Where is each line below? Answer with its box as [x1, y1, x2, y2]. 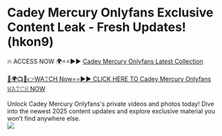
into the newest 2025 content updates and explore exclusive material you [7, 106, 216, 115]
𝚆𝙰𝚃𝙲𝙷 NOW [7, 84, 46, 93]
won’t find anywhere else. [7, 114, 81, 122]
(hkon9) [7, 34, 54, 49]
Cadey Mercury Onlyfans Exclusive [7, 5, 214, 21]
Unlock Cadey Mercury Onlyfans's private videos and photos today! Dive [7, 100, 214, 108]
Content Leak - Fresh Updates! [7, 19, 186, 35]
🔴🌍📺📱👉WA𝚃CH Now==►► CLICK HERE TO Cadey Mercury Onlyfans [7, 74, 212, 83]
